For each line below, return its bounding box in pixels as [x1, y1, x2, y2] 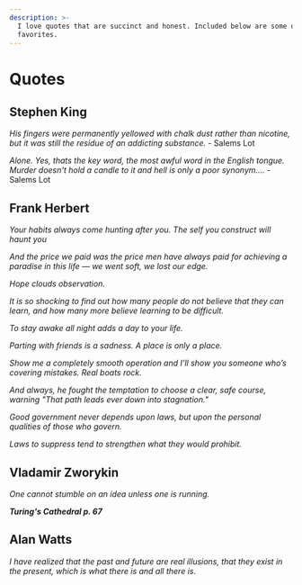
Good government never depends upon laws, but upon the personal [9, 411, 262, 423]
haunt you [9, 234, 48, 245]
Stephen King [9, 104, 87, 120]
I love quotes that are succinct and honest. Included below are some [17, 22, 288, 31]
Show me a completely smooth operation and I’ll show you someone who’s [9, 357, 288, 369]
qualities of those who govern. [9, 421, 123, 432]
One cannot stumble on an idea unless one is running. [9, 489, 210, 499]
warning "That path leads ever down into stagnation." [9, 394, 209, 405]
